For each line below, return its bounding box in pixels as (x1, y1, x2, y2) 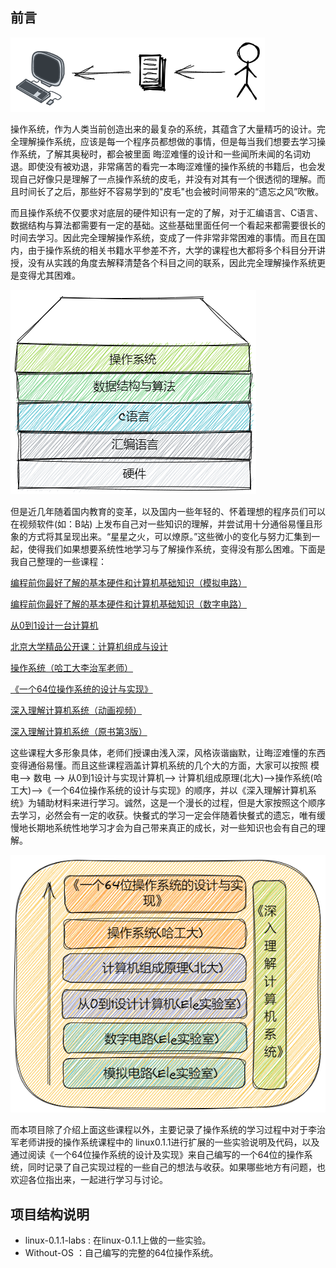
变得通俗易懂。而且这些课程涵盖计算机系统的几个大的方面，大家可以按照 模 (10, 759, 320, 771)
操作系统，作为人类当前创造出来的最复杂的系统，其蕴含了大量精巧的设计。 (10, 123, 317, 135)
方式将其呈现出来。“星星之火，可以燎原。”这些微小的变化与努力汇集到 (27, 530, 312, 542)
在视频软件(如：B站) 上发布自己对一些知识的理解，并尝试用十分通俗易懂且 (10, 518, 315, 530)
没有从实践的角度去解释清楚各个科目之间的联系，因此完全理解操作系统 (27, 256, 317, 268)
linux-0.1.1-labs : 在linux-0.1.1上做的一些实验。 (24, 1234, 212, 1247)
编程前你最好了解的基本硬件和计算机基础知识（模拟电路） (10, 576, 247, 588)
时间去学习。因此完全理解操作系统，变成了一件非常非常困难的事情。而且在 (10, 231, 317, 243)
